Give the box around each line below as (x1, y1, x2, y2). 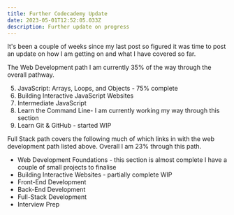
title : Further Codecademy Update (7, 10, 108, 17)
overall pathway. (7, 71, 54, 79)
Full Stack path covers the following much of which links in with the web (7, 135, 215, 143)
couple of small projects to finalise (17, 163, 117, 172)
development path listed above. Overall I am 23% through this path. (7, 142, 202, 151)
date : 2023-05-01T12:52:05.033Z (7, 17, 101, 24)
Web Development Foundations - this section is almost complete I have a (17, 156, 228, 164)
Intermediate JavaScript (17, 99, 87, 107)
